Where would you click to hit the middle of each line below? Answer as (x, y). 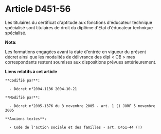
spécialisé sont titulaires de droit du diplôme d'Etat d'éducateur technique (79, 27)
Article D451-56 (38, 9)
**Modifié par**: (23, 97)
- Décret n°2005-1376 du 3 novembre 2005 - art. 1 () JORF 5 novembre (82, 106)
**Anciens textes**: (26, 119)
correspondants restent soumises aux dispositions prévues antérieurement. (81, 62)
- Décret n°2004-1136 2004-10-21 (43, 89)
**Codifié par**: (23, 80)
